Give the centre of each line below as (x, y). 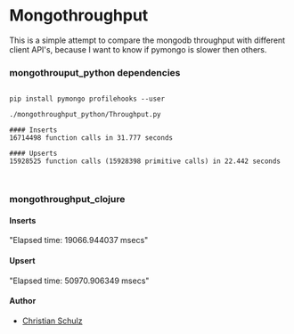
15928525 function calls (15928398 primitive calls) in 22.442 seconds (145, 161)
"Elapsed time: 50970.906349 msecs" (79, 281)
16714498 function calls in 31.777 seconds (91, 138)
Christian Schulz (52, 321)
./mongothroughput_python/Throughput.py (86, 115)
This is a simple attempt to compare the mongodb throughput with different (147, 40)
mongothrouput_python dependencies (95, 72)
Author (23, 301)
